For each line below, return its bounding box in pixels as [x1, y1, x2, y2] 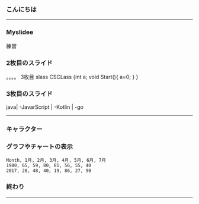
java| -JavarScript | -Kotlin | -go [6, 103, 84, 111]
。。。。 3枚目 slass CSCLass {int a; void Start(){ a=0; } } [6, 73, 139, 80]
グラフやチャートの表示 [6, 143, 73, 151]
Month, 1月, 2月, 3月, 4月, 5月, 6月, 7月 [6, 158, 107, 164]
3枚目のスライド [6, 89, 53, 98]
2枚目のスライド [6, 58, 53, 67]
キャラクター [6, 125, 43, 133]
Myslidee [6, 28, 34, 36]
